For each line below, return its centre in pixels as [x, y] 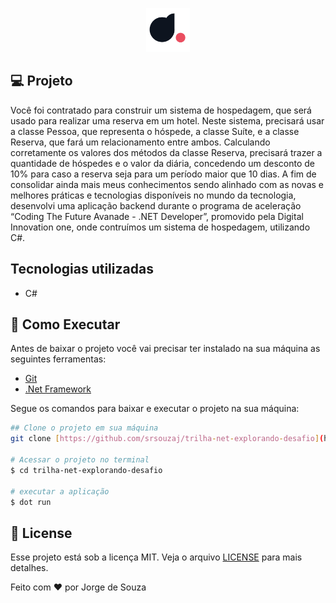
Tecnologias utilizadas [82, 269]
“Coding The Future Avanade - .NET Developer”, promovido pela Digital [157, 216]
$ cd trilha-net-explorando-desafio [86, 470]
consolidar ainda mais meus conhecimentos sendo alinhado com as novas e [167, 184]
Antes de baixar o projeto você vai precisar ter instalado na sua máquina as [165, 349]
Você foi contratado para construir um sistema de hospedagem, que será [161, 110]
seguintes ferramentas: [58, 359]
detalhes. [29, 568]
